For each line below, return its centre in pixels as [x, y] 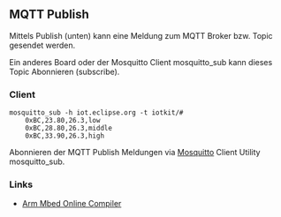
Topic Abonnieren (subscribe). [65, 71]
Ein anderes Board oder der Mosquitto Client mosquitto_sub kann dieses [141, 62]
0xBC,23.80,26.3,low [63, 121]
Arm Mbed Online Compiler [72, 204]
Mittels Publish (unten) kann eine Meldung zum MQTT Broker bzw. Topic [141, 35]
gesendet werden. [42, 45]
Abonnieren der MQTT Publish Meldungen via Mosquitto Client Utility [135, 153]
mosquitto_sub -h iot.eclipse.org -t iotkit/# [96, 113]
